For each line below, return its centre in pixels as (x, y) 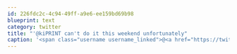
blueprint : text (31, 20)
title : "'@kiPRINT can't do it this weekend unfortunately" (98, 33)
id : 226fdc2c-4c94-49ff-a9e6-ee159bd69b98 (71, 14)
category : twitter (34, 27)
